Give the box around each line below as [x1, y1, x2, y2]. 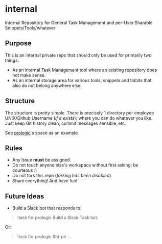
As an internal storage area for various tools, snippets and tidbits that [12, 77, 152, 83]
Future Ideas [5, 192, 44, 200]
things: [5, 57, 19, 63]
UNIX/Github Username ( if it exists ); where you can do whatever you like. [5, 115, 153, 121]
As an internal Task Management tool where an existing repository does [12, 67, 157, 73]
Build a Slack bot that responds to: [12, 205, 82, 211]
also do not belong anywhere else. [12, 82, 82, 88]
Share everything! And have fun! [12, 178, 78, 184]
